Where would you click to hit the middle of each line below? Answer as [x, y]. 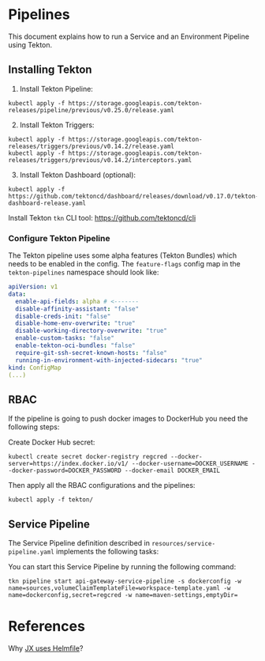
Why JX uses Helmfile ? [46, 648]
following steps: [34, 427]
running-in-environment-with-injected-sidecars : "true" [109, 360]
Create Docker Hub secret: [52, 442]
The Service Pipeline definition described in [79, 543]
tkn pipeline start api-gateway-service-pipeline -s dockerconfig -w [125, 582]
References [47, 627]
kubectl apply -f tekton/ [50, 500]
